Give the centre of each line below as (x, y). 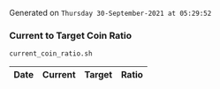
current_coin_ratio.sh (51, 54)
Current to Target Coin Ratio (71, 35)
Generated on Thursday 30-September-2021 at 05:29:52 (110, 13)
